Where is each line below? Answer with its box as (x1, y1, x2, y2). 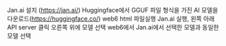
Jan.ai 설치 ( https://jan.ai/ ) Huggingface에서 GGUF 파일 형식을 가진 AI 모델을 (7, 6, 218, 14)
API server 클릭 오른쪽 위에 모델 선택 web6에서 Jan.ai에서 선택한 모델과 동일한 (7, 23, 219, 31)
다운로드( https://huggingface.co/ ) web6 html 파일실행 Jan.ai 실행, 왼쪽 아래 (7, 14, 215, 23)
